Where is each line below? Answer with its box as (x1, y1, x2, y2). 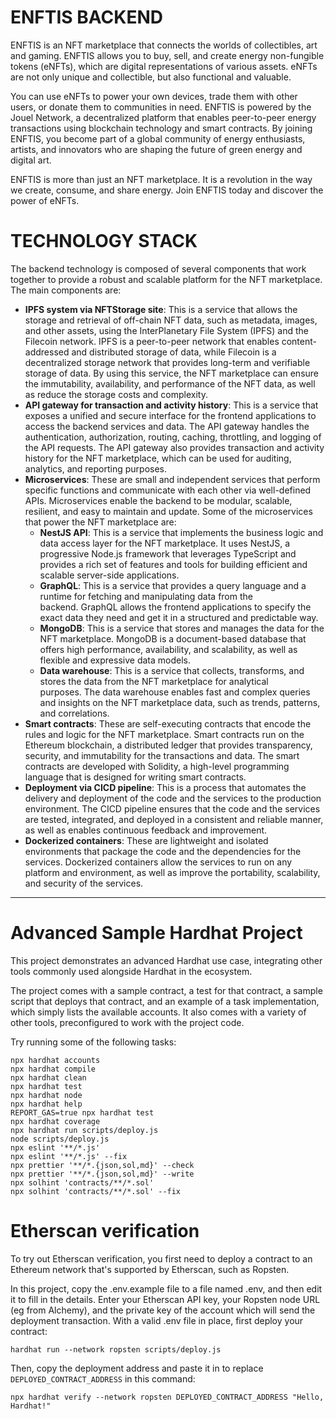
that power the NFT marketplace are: (24, 516, 177, 528)
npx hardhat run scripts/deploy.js (10, 1125, 159, 1135)
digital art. (10, 154, 52, 166)
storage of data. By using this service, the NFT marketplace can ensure (24, 367, 319, 379)
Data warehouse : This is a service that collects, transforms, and (39, 664, 305, 676)
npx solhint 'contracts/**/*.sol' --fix (10, 1186, 182, 1196)
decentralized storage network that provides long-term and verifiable (24, 356, 311, 368)
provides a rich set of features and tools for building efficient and (39, 558, 308, 570)
